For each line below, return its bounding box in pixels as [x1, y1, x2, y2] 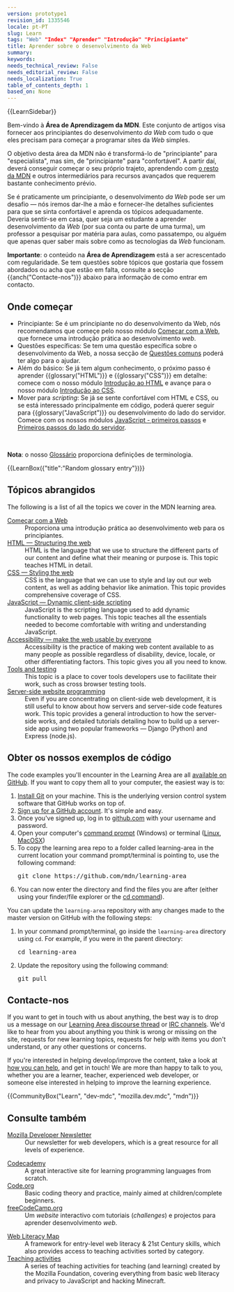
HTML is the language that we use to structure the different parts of [24, 546, 219, 554]
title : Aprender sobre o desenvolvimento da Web [7, 43, 151, 50]
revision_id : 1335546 [7, 17, 70, 24]
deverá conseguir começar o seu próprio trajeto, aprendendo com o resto [7, 164, 219, 173]
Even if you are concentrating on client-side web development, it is [24, 694, 217, 703]
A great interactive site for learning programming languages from [24, 1167, 211, 1175]
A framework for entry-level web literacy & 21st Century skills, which [24, 1240, 221, 1248]
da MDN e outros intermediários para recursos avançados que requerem [7, 172, 216, 180]
